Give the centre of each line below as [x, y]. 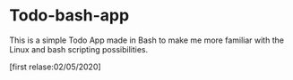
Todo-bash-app [69, 16]
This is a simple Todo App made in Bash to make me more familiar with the [147, 40]
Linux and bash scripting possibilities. [79, 49]
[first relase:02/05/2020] [55, 67]
